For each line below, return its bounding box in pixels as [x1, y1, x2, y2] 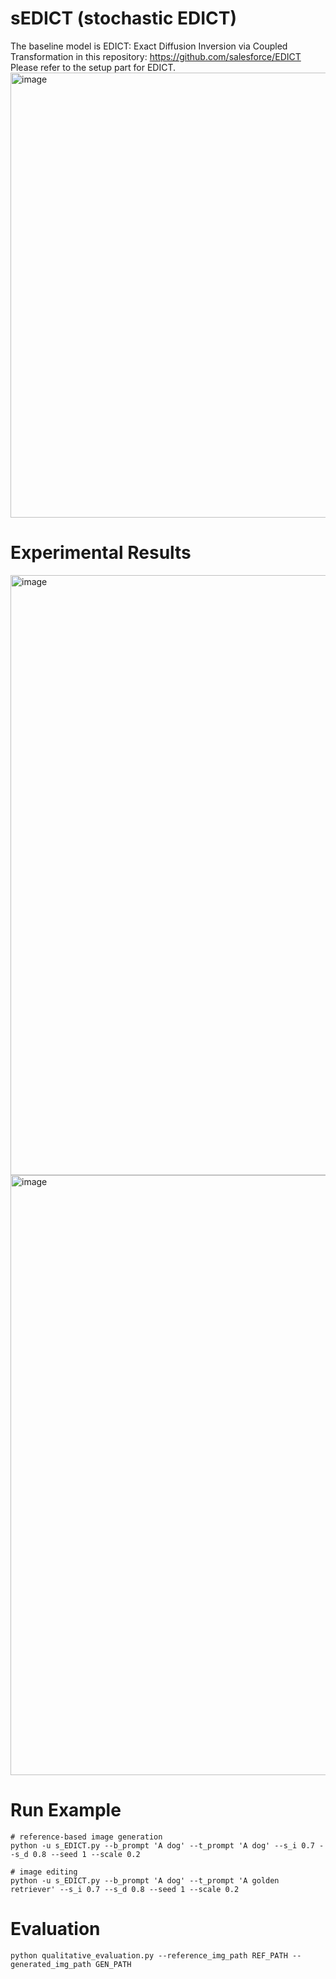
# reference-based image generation [10, 1832, 163, 1842]
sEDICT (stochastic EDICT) [10, 7, 238, 30]
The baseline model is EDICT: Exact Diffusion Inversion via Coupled [10, 40, 288, 52]
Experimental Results [10, 542, 192, 564]
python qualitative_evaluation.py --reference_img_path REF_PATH [10, 1950, 288, 1961]
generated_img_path [10, 1959, 92, 1969]
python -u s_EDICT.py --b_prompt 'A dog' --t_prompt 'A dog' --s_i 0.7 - [10, 1840, 325, 1851]
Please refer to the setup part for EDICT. [10, 61, 177, 73]
